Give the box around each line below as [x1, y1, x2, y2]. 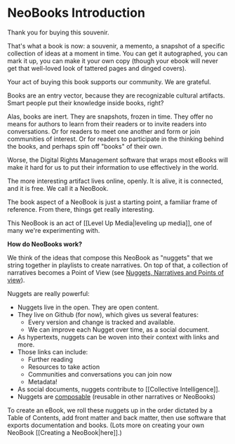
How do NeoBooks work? [7, 240, 83, 248]
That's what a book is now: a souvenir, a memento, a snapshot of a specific [7, 41, 225, 50]
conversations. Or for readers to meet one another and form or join [7, 127, 201, 135]
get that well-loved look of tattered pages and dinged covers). [7, 64, 187, 72]
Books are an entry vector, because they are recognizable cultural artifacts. [7, 91, 226, 100]
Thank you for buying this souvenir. [7, 28, 110, 36]
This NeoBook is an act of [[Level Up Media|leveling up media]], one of [7, 219, 213, 227]
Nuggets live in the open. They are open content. [17, 303, 159, 311]
